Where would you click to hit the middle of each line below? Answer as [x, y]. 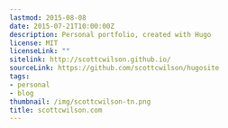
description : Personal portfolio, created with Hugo [110, 34]
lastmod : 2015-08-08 [48, 18]
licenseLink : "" [40, 51]
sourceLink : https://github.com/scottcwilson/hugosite [114, 69]
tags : [19, 77]
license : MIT [34, 43]
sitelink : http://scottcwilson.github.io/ [90, 59]
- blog [22, 93]
